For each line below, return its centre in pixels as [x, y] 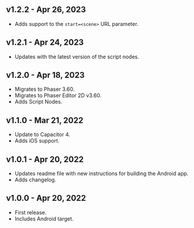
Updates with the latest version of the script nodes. [77, 57]
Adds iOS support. [37, 141]
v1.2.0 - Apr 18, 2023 [45, 75]
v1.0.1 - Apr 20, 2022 [45, 159]
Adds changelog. [35, 180]
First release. [30, 212]
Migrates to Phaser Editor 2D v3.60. [58, 95]
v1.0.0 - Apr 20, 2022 [46, 198]
